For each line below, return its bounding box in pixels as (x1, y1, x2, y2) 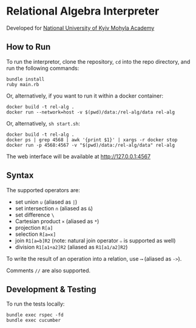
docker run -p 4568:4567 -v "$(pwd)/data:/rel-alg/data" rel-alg (6, 142, 175, 148)
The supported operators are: (6, 186, 81, 193)
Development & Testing (6, 284, 96, 295)
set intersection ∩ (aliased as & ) (15, 204, 93, 212)
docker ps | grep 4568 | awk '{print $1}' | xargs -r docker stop (6, 136, 178, 143)
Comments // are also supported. (6, 267, 91, 274)
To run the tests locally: (6, 300, 65, 307)
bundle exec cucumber (6, 317, 61, 324)
